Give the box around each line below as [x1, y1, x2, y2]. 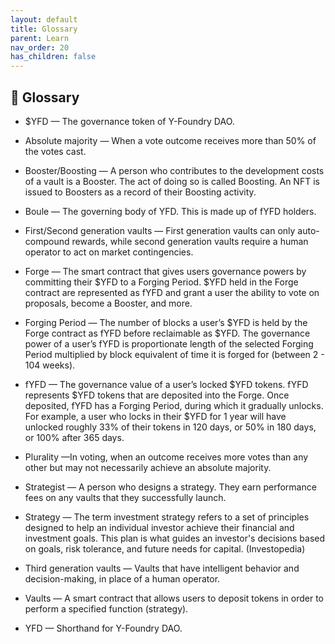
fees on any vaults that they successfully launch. [24, 491, 227, 503]
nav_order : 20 [10, 42, 70, 53]
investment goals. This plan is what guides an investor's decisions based [24, 532, 326, 544]
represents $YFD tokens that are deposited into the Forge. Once [24, 389, 290, 401]
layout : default [10, 14, 78, 25]
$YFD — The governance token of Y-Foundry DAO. [24, 115, 235, 127]
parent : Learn [10, 33, 70, 43]
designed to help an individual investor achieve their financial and [24, 521, 295, 533]
